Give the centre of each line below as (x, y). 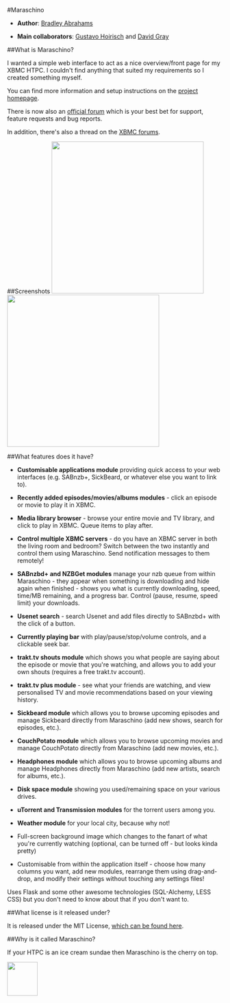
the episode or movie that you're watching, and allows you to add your (116, 665)
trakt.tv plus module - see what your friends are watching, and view (114, 685)
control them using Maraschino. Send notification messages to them (113, 553)
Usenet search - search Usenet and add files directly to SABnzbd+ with (118, 616)
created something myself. (44, 77)
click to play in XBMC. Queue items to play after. (85, 525)
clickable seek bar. (43, 644)
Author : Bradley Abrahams (55, 23)
